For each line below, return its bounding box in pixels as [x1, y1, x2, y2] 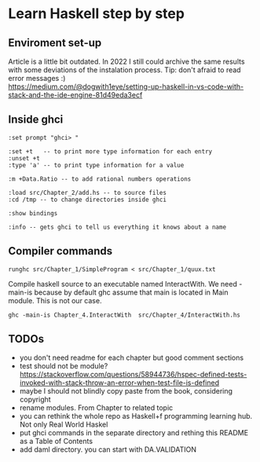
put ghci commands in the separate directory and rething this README [19, 428, 249, 438]
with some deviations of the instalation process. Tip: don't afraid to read [8, 65, 241, 75]
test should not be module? [19, 361, 108, 371]
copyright [19, 394, 51, 405]
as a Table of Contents [19, 437, 93, 446]
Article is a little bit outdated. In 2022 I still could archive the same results [8, 57, 245, 66]
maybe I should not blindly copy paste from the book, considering [19, 387, 233, 396]
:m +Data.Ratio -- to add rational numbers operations [8, 174, 192, 183]
